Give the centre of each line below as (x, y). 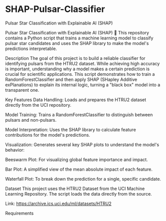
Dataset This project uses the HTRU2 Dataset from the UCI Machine (75, 189)
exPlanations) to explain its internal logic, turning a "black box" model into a (83, 85)
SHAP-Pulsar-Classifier (55, 9)
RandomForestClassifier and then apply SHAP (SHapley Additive (71, 79)
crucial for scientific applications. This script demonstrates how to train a (80, 74)
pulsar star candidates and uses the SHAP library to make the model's (77, 43)
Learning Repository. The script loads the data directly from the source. (79, 194)
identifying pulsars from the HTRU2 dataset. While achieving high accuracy (83, 63)
